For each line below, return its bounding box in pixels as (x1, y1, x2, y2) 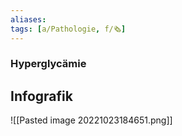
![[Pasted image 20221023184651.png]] (10, 114, 173, 126)
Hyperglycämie (10, 57, 87, 71)
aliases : (10, 14, 47, 25)
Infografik (10, 87, 73, 105)
